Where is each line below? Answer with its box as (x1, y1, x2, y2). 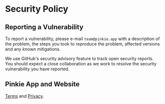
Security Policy (5, 3, 69, 15)
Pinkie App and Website (5, 80, 80, 88)
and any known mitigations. (5, 46, 61, 52)
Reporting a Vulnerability (5, 23, 83, 31)
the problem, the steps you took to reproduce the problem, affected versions (5, 41, 160, 47)
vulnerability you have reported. (5, 66, 70, 72)
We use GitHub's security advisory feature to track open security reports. (5, 56, 154, 62)
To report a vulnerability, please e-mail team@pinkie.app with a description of (5, 36, 160, 42)
